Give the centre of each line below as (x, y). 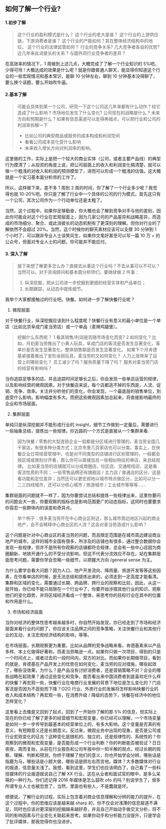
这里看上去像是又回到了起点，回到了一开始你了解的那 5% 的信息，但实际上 (81, 712)
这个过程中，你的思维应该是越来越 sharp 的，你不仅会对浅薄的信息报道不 (79, 803)
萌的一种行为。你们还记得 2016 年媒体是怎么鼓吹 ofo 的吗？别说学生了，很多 (83, 780)
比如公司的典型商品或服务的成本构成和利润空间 (72, 135)
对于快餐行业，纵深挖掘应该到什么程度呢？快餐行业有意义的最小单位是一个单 (83, 320)
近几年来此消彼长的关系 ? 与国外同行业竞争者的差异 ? (71, 53)
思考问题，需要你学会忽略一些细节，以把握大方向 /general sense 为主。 (82, 560)
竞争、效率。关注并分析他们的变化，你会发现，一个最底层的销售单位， (85, 391)
